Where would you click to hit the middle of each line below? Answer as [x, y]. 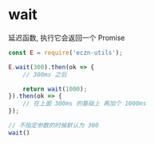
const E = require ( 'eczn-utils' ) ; [66, 53]
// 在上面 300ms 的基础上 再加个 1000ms [85, 104]
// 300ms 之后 [45, 74]
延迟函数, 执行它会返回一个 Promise [67, 37]
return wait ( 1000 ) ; [55, 89]
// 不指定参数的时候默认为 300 [53, 126]
